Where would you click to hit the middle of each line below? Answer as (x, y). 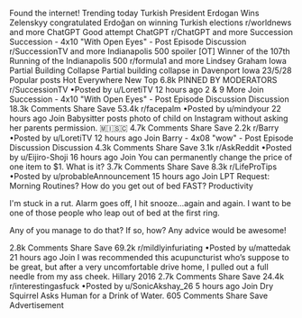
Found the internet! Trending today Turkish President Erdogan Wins (134, 13)
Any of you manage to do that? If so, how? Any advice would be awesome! (148, 230)
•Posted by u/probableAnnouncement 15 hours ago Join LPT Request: (140, 176)
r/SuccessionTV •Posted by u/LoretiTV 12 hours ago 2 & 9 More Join (137, 90)
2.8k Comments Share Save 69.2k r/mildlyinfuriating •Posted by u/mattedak (150, 248)
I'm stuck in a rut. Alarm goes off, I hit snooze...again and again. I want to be (150, 203)
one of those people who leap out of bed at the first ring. (115, 213)
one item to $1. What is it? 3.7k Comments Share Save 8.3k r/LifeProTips (143, 167)
